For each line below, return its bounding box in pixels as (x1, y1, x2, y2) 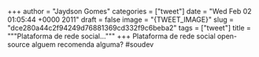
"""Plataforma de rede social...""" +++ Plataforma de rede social (7, 31, 216, 41)
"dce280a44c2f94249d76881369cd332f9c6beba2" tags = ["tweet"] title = (7, 23, 251, 32)
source (7, 40, 31, 49)
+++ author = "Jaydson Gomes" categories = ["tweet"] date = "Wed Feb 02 (7, 7, 253, 16)
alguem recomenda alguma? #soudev (31, 40, 154, 49)
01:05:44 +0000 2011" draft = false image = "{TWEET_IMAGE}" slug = (7, 15, 234, 24)
